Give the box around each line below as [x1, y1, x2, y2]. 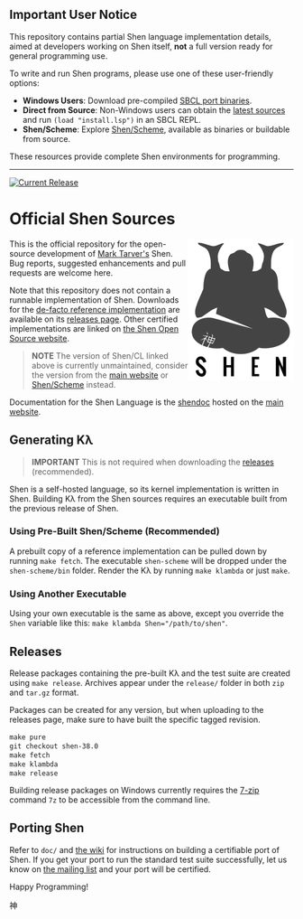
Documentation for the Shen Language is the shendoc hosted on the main [9, 397, 284, 408]
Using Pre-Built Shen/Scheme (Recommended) [9, 525, 220, 538]
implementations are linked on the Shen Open [9, 323, 179, 333]
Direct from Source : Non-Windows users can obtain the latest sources [22, 104, 286, 116]
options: [9, 77, 41, 89]
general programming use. [9, 50, 108, 61]
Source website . [9, 333, 70, 343]
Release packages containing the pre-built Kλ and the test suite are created [9, 668, 291, 679]
